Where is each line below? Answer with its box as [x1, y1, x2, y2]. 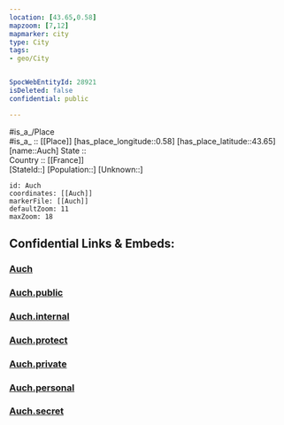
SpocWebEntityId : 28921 [9, 78, 97, 87]
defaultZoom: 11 [9, 205, 69, 213]
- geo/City [9, 54, 50, 63]
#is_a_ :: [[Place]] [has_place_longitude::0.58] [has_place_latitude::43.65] [9, 135, 276, 146]
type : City [9, 37, 50, 47]
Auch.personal [9, 382, 75, 394]
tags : [9, 46, 29, 55]
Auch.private [9, 358, 67, 370]
